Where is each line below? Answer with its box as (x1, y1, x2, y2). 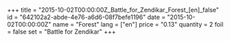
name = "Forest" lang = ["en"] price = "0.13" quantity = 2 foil (52, 20, 224, 28)
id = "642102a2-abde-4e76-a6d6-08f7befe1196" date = (7, 13, 166, 21)
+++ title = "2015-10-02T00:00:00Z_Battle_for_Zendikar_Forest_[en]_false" (7, 6, 220, 14)
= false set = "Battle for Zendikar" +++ (7, 27, 117, 36)
